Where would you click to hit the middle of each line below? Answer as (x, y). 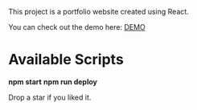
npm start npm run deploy (53, 81)
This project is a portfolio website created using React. (98, 12)
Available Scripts (66, 60)
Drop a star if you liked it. (50, 97)
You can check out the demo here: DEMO (77, 27)
